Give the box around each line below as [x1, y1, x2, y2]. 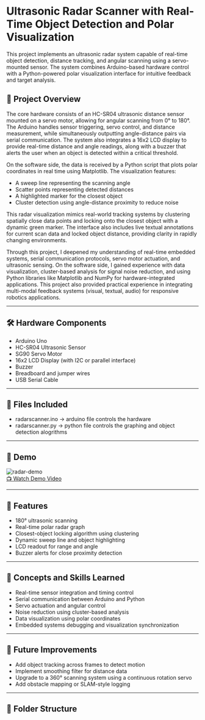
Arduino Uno [15, 337, 48, 344]
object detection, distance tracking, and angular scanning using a [6, 57, 171, 64]
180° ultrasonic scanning [15, 517, 78, 524]
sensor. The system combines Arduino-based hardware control [30, 63, 189, 71]
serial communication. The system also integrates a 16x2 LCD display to [6, 136, 187, 143]
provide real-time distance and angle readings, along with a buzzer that [6, 142, 186, 150]
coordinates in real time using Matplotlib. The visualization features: [6, 167, 177, 175]
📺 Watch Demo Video [6, 475, 62, 483]
